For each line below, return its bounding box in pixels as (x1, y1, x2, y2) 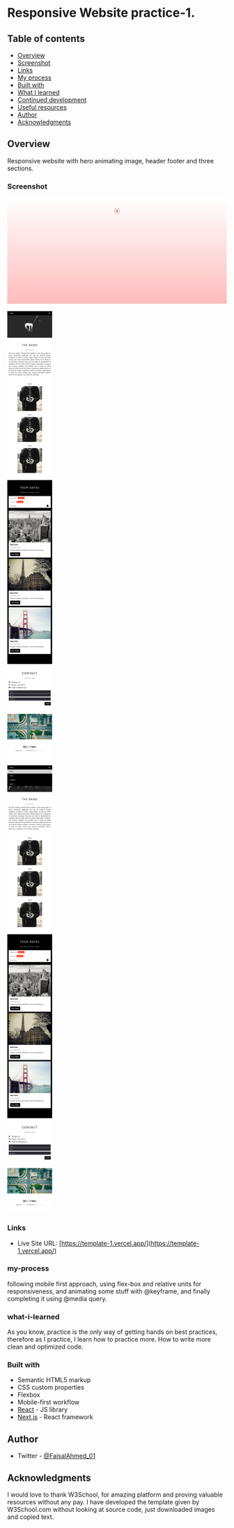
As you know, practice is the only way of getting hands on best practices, (7, 1328, 218, 1336)
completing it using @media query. (7, 1294, 107, 1303)
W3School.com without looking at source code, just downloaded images (7, 1506, 215, 1514)
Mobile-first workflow (17, 1398, 80, 1407)
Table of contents (7, 33, 85, 45)
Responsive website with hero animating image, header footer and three (7, 156, 214, 165)
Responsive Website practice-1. (7, 5, 195, 21)
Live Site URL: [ (17, 1239, 62, 1247)
